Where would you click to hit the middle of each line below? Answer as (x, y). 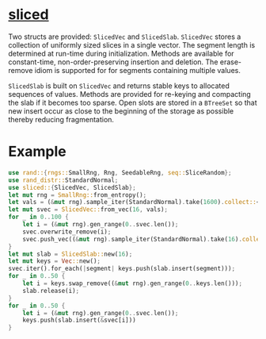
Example (37, 152)
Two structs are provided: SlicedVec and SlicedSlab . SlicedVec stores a (125, 37)
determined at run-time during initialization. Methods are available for (122, 53)
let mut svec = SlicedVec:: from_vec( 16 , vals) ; (88, 210)
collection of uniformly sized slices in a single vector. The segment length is (132, 44)
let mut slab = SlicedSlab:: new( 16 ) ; (70, 254)
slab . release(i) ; (51, 291)
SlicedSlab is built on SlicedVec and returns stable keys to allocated (119, 86)
